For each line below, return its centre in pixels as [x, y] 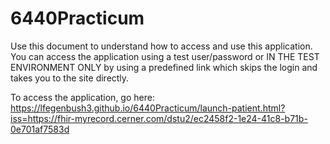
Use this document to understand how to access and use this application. [161, 46]
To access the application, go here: [82, 97]
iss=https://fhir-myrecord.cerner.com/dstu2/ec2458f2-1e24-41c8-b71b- [159, 118]
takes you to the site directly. [70, 78]
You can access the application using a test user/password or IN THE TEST [165, 56]
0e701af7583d [40, 129]
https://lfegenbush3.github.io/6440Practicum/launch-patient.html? [148, 108]
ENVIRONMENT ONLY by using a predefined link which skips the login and [164, 67]
